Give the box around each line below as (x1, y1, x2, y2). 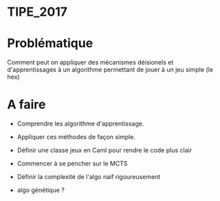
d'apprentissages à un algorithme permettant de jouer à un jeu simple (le (7, 66, 213, 74)
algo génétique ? (16, 186, 65, 194)
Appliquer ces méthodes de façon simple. (16, 133, 136, 141)
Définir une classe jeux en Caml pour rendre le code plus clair (16, 146, 192, 154)
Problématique (7, 36, 93, 51)
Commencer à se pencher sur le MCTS (16, 159, 128, 168)
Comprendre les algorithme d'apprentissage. (16, 119, 144, 128)
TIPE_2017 (7, 4, 67, 20)
